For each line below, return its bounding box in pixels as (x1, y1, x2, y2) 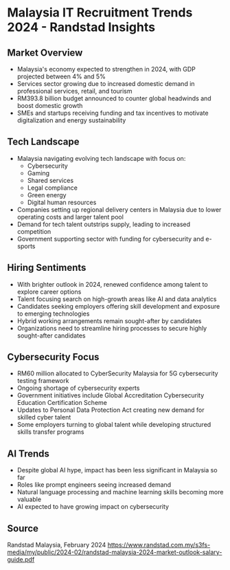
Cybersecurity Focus (7, 351, 100, 363)
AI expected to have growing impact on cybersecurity (16, 503, 170, 511)
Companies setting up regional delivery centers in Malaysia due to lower (16, 205, 222, 214)
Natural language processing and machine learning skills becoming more (16, 488, 224, 496)
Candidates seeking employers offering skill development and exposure (16, 302, 220, 310)
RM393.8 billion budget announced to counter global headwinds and (16, 94, 211, 102)
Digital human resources (27, 198, 97, 206)
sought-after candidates (16, 331, 86, 340)
